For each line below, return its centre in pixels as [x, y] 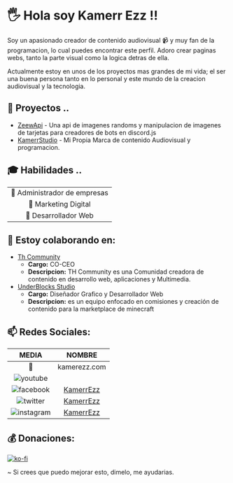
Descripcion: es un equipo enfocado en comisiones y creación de [123, 302]
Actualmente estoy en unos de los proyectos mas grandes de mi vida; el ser [116, 71]
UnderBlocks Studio [46, 287]
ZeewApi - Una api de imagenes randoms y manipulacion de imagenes [119, 125]
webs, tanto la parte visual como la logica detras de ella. [88, 57]
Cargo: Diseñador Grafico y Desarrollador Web [96, 294]
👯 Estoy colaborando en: [62, 240]
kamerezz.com [82, 367]
